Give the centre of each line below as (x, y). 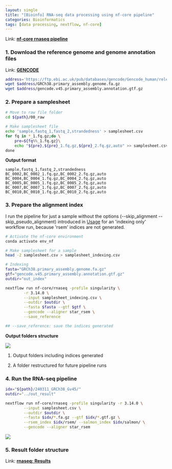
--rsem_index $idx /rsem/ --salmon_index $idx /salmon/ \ (84, 422)
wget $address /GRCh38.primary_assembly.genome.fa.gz (63, 84)
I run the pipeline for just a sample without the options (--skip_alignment (81, 216)
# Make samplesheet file (32, 127)
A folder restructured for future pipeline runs (60, 365)
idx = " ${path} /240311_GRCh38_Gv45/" (43, 389)
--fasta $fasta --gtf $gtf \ (55, 307)
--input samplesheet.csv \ (52, 408)
